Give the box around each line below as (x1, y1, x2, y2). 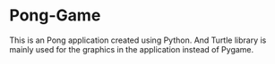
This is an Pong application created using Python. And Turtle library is (9, 35, 267, 45)
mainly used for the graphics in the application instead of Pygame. (9, 44, 254, 54)
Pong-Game (9, 5, 101, 26)
